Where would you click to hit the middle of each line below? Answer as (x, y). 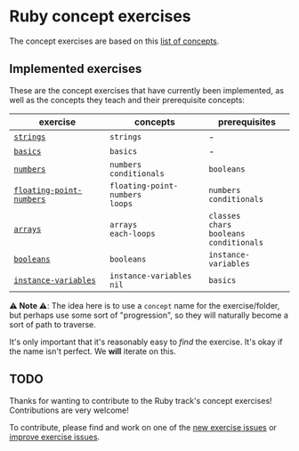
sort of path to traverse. (53, 324)
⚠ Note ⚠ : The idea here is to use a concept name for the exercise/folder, (145, 305)
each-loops (133, 234)
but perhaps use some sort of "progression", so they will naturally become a (149, 315)
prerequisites (246, 122)
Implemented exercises (76, 69)
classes (225, 216)
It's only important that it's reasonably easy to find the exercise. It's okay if (146, 342)
